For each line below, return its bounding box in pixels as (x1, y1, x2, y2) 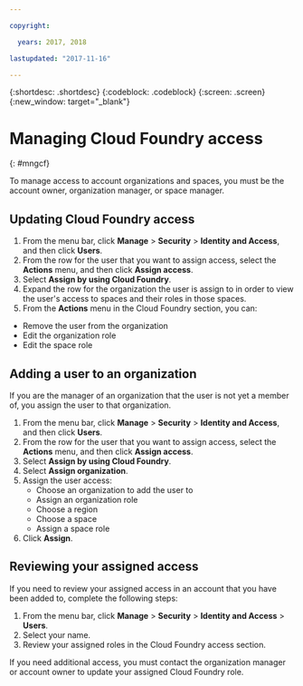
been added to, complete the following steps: (9, 593, 178, 604)
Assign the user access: (22, 475, 113, 486)
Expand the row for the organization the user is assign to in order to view (22, 284, 294, 295)
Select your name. (22, 629, 91, 640)
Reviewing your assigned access (9, 559, 199, 575)
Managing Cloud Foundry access (9, 128, 264, 149)
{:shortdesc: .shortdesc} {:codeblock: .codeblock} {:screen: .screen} (9, 87, 266, 98)
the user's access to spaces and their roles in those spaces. (22, 294, 247, 304)
